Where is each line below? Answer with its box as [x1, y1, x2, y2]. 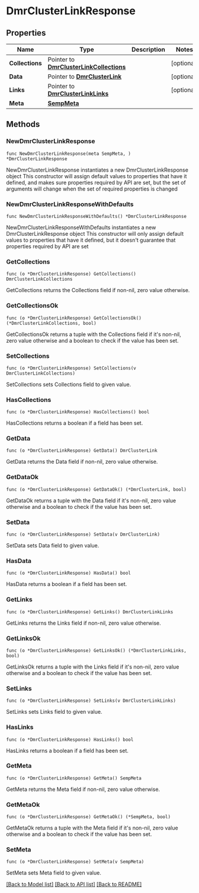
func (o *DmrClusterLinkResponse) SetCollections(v [6, 365, 136, 371]
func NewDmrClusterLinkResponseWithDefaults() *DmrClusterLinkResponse [6, 213, 187, 219]
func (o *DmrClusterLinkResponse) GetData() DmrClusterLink [6, 448, 158, 454]
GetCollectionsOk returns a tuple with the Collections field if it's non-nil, [6, 331, 182, 338]
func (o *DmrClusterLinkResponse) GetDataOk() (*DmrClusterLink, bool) [6, 486, 187, 492]
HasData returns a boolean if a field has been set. [6, 581, 127, 588]
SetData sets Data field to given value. [6, 542, 99, 549]
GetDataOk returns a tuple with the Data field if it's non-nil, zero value [6, 497, 176, 504]
